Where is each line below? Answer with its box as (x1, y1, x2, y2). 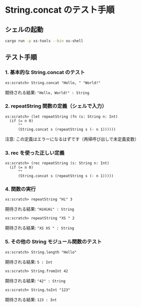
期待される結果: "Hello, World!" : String (5, 90, 90, 95)
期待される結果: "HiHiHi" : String (5, 206, 74, 212)
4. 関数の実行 (5, 186, 36, 193)
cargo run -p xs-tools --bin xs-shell (5, 38, 83, 43)
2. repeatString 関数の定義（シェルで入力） (5, 103, 107, 109)
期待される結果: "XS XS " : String (5, 225, 74, 231)
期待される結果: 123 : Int (5, 296, 57, 302)
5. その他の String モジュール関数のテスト (5, 238, 102, 245)
